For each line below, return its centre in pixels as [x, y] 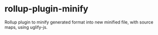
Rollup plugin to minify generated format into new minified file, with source [79, 22]
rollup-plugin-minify [46, 9]
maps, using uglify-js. [26, 27]
